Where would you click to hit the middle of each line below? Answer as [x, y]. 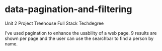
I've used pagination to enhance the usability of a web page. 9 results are [81, 33]
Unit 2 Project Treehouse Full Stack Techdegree [54, 23]
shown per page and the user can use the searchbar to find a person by [79, 38]
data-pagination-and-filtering [68, 9]
